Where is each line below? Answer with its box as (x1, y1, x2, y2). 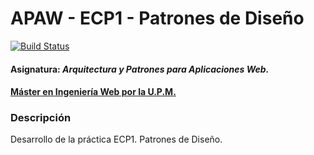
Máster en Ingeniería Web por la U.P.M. (10, 86, 177, 98)
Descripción (10, 111, 72, 125)
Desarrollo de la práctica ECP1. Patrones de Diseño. (10, 133, 223, 146)
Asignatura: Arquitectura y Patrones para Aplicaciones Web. (10, 63, 270, 75)
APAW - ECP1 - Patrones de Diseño (10, 7, 305, 30)
